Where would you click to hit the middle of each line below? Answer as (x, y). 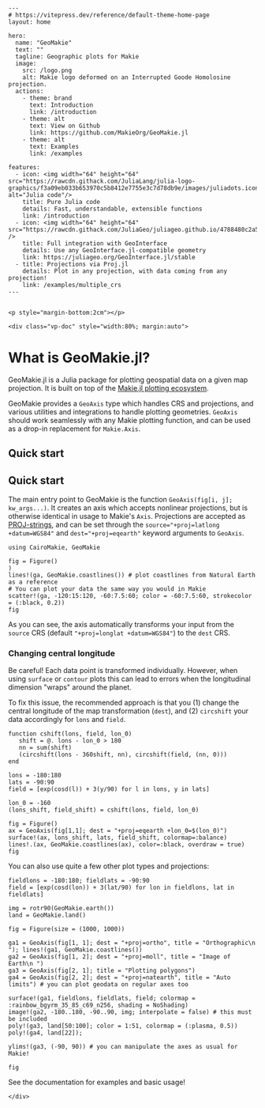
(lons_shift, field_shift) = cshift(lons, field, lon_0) (104, 810)
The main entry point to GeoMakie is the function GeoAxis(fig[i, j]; (120, 500)
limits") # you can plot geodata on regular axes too (99, 985)
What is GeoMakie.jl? (79, 358)
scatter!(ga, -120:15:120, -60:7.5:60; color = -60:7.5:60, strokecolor (130, 596)
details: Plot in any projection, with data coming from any (125, 271)
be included (28, 1019)
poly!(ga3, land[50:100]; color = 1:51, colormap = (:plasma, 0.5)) (123, 1026)
